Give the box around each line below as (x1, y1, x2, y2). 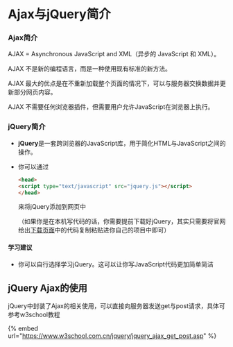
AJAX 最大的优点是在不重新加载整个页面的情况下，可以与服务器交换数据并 (8, 79, 221, 87)
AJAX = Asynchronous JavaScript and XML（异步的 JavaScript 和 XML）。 (8, 50, 221, 58)
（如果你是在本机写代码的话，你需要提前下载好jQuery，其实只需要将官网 (17, 217, 226, 226)
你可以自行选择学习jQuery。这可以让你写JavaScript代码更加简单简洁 (17, 260, 214, 268)
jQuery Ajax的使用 (8, 282, 87, 294)
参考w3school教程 (8, 310, 60, 319)
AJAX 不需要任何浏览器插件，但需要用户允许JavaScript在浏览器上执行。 (8, 103, 214, 111)
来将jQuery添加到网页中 (17, 203, 86, 211)
